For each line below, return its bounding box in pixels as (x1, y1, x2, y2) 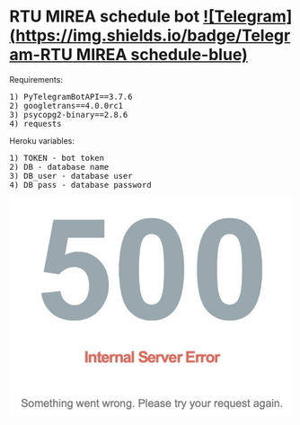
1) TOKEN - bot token (9, 153, 105, 163)
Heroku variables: (9, 135, 75, 146)
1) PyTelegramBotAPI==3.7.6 (9, 92, 133, 102)
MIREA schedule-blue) (75, 45, 249, 65)
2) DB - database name (9, 162, 110, 172)
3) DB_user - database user (9, 171, 133, 181)
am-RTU (9, 45, 74, 65)
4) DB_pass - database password (9, 180, 152, 190)
